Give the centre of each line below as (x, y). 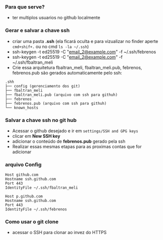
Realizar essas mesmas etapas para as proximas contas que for (77, 146)
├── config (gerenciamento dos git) (43, 86)
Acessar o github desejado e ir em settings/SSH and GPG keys (75, 131)
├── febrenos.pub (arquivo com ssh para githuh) (56, 103)
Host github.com (22, 175)
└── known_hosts (22, 108)
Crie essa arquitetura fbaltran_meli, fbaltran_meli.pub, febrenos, (77, 67)
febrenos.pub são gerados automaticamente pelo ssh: (67, 73)
